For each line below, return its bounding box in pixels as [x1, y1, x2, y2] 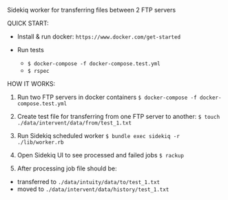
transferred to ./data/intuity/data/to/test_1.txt [17, 178, 160, 186]
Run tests [17, 46, 45, 54]
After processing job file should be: [17, 164, 117, 173]
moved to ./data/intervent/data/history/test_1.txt [17, 185, 169, 193]
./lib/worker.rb [17, 139, 64, 146]
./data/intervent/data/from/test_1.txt [17, 120, 132, 126]
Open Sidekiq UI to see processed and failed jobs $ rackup [17, 151, 185, 159]
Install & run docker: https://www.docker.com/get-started [17, 32, 181, 41]
